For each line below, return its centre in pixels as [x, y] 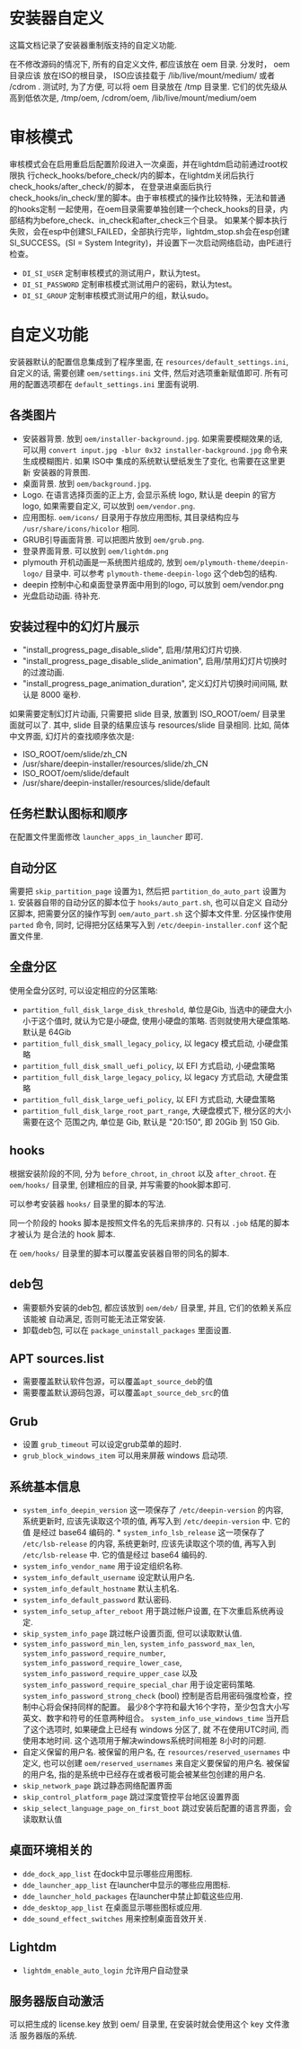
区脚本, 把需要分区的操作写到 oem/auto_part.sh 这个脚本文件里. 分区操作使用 [150, 914]
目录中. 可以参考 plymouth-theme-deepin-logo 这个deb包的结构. [161, 573]
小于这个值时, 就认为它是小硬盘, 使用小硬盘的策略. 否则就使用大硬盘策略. [156, 1020]
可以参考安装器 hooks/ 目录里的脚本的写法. [88, 1204]
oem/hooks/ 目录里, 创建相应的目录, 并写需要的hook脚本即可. [120, 1184]
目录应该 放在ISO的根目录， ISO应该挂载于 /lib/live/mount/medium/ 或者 [142, 75]
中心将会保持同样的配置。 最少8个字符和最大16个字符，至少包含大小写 [160, 1707]
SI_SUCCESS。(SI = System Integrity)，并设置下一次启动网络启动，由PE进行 [150, 243]
